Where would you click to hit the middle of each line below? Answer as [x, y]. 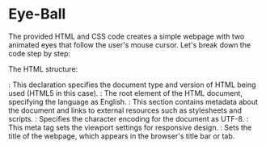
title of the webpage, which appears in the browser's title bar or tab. [122, 136]
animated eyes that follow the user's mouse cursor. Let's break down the [130, 44]
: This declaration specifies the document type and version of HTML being [132, 85]
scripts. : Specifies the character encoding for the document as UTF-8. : [129, 118]
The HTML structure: [43, 68]
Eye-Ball [37, 14]
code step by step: [40, 53]
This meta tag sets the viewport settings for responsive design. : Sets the [130, 127]
